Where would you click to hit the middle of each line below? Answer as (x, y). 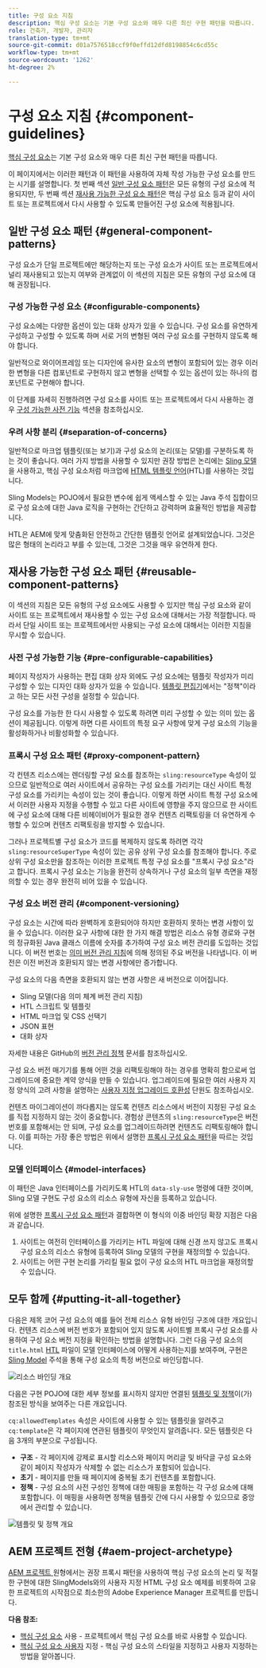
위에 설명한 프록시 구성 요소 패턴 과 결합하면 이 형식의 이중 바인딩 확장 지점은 (126, 1215)
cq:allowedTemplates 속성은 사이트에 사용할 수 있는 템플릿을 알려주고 (116, 1420)
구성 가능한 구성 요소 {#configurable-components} (104, 307)
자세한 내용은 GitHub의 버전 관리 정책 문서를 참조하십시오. (98, 1053)
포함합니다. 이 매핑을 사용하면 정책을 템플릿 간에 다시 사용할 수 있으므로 (130, 1497)
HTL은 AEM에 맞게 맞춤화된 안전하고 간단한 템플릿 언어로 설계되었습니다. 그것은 (132, 534)
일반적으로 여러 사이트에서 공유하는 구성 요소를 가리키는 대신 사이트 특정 (141, 785)
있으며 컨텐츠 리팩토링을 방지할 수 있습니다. (98, 824)
